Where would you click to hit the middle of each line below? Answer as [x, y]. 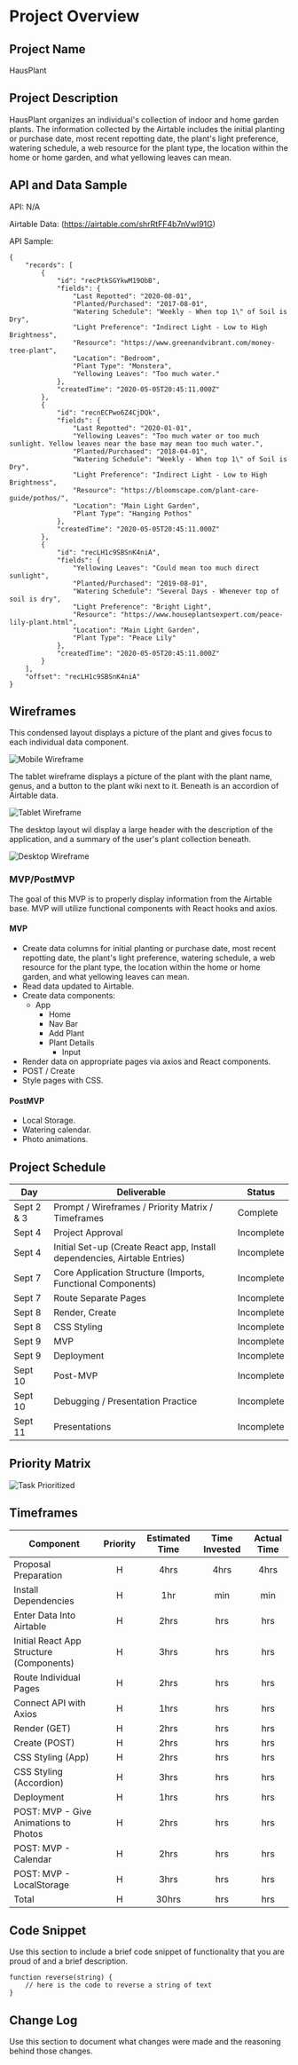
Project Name [47, 49]
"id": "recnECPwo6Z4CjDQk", [109, 413]
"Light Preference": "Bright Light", [142, 607]
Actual [268, 1538]
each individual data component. [69, 742]
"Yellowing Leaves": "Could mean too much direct [166, 568]
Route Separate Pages [99, 1297]
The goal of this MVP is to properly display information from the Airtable [141, 899]
